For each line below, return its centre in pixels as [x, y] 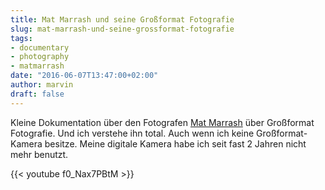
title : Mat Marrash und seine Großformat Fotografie [122, 19]
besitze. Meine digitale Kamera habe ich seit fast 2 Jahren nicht [175, 143]
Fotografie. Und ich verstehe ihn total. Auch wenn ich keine [132, 133]
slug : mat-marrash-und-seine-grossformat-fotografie [122, 29]
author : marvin [42, 85]
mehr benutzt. [39, 154]
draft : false [37, 94]
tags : [21, 38]
